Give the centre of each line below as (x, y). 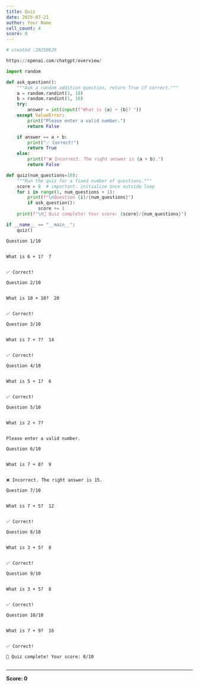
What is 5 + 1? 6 (29, 381)
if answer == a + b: (42, 137)
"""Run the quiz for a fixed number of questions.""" (84, 181)
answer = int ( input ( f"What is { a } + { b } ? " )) (85, 110)
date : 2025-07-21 (28, 17)
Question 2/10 (24, 283)
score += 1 (51, 208)
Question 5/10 (24, 407)
